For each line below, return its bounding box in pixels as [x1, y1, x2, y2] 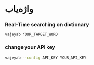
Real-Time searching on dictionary [5, 21, 89, 28]
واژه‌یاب [5, 3, 34, 15]
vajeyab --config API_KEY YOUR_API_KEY [5, 55, 87, 60]
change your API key [5, 44, 55, 51]
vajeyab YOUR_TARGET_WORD [5, 32, 58, 37]
